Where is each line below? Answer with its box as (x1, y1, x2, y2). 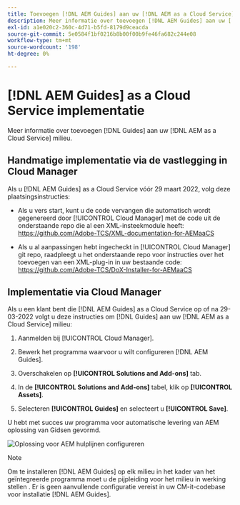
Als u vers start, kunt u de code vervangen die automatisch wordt (17, 206, 211, 214)
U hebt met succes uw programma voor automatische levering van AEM (7, 419, 219, 427)
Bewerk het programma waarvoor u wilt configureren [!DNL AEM (17, 348, 209, 356)
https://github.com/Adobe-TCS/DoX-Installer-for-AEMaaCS (17, 265, 193, 274)
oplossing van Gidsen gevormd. (7, 426, 101, 434)
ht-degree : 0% (7, 51, 50, 58)
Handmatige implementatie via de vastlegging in (7, 154, 228, 166)
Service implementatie (7, 103, 145, 119)
